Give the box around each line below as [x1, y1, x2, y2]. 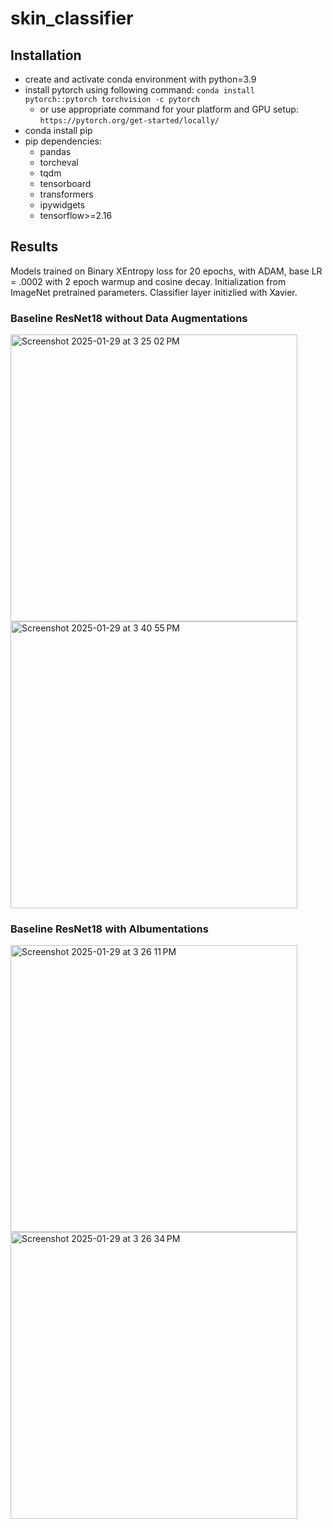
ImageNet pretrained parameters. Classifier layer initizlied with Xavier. [10, 286, 298, 298]
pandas [39, 146, 72, 157]
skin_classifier [10, 7, 134, 30]
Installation [10, 47, 82, 64]
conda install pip [24, 125, 93, 136]
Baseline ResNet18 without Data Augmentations [10, 311, 248, 325]
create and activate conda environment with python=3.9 [24, 73, 257, 85]
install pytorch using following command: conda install [24, 84, 255, 96]
